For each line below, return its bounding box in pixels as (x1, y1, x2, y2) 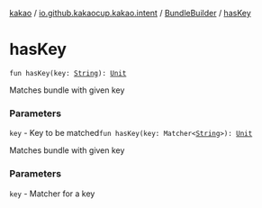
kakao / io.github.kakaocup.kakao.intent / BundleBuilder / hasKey (9, 8, 251, 18)
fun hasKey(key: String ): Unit (9, 68, 127, 77)
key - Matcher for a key (9, 188, 95, 199)
